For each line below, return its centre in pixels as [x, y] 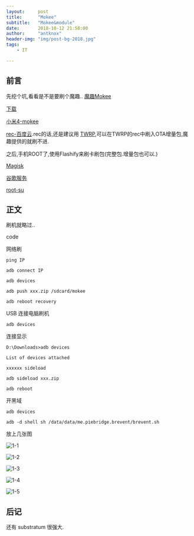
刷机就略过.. [21, 225]
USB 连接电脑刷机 [28, 314]
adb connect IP [25, 271]
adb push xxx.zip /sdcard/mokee [46, 291]
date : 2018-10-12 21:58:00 [47, 28]
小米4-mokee [22, 121]
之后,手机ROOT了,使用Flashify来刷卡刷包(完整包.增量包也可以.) [82, 154]
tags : [13, 45]
